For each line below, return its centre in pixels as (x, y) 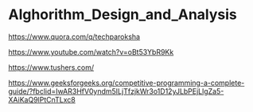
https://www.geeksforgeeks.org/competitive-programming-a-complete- (127, 83)
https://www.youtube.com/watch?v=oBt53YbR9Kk (91, 52)
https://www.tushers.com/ (51, 67)
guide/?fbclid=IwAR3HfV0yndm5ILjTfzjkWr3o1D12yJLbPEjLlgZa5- (116, 91)
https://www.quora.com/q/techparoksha (74, 37)
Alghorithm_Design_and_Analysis (123, 15)
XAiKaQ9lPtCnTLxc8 (42, 99)
